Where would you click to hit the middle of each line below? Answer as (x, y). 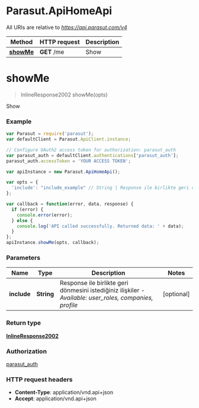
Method (22, 41)
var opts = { (22, 182)
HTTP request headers (39, 379)
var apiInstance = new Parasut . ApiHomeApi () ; (63, 172)
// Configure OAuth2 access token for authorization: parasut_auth (91, 150)
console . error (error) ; (45, 215)
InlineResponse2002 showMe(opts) (64, 94)
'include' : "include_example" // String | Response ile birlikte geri (100, 188)
